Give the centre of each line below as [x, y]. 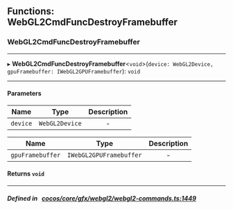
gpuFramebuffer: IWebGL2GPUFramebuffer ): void [74, 71]
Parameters [24, 94]
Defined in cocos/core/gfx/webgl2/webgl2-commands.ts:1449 [102, 198]
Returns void [26, 174]
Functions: [31, 11]
